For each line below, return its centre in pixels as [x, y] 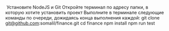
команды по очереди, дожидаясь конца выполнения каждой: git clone [83, 18]
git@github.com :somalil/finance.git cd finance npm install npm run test [80, 23]
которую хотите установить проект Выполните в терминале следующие [85, 12]
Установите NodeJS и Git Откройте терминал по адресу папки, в [77, 7]
